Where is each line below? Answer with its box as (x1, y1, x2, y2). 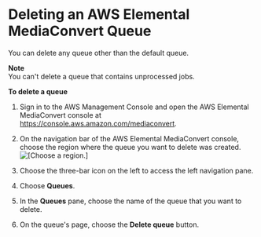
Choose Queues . (19, 180, 75, 190)
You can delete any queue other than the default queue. (8, 48, 189, 57)
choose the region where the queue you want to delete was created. (19, 142, 241, 151)
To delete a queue (8, 86, 68, 96)
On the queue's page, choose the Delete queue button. (19, 220, 199, 229)
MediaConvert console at (19, 110, 102, 119)
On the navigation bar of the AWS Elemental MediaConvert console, (19, 133, 240, 143)
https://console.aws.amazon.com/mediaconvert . (19, 118, 177, 128)
